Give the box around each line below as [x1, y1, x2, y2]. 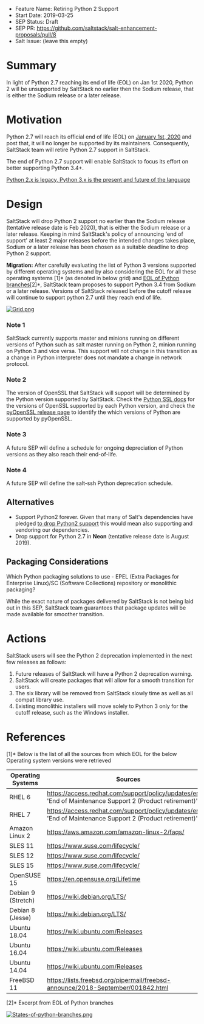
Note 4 [6, 466, 27, 474]
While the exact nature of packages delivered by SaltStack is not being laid [6, 597, 194, 605]
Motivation [6, 113, 63, 127]
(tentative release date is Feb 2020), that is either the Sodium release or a [6, 224, 191, 231]
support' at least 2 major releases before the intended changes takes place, [6, 236, 196, 244]
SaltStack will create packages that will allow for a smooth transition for [15, 676, 194, 684]
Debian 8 [9, 905, 35, 914]
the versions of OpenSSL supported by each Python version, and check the [6, 402, 195, 410]
